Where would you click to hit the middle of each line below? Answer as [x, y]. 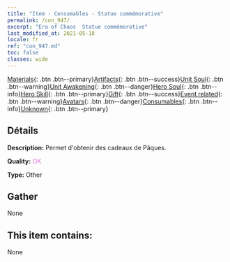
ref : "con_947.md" [34, 46]
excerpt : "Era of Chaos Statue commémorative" [78, 27]
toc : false [23, 53]
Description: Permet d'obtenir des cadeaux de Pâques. [87, 147]
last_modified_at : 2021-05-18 [51, 33]
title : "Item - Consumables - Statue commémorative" [85, 14]
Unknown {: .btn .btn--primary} [64, 108]
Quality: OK [24, 161]
